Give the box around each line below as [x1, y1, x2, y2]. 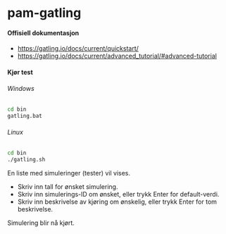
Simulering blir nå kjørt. [7, 218, 75, 227]
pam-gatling [7, 5, 82, 21]
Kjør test [7, 68, 33, 76]
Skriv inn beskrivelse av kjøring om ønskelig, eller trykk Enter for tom [17, 197, 217, 206]
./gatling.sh [7, 156, 46, 164]
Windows [7, 84, 35, 92]
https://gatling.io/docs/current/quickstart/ [17, 44, 139, 53]
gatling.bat [7, 113, 42, 120]
